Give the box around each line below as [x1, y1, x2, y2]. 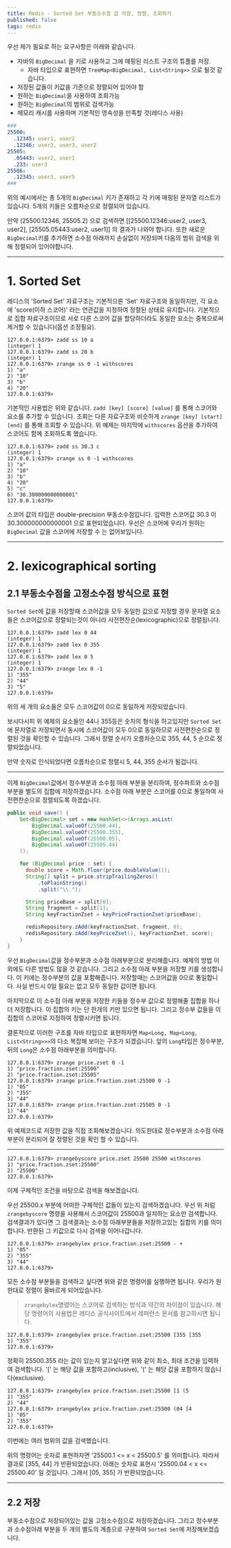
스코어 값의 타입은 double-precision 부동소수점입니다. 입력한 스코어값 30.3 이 [7, 510, 217, 519]
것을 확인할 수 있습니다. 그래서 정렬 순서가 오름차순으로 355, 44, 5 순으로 [19, 734, 215, 743]
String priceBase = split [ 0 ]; [25, 899, 112, 905]
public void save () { [7, 810, 69, 817]
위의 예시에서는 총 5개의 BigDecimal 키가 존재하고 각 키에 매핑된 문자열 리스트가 [7, 193, 221, 202]
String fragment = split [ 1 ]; [25, 905, 109, 912]
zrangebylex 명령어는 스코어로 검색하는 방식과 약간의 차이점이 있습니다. [23, 1300, 214, 1309]
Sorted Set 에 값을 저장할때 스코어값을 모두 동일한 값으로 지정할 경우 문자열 [7, 607, 208, 616]
